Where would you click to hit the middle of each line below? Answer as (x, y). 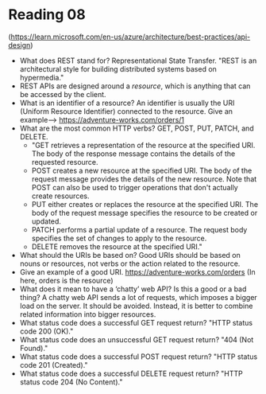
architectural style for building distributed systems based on (118, 68)
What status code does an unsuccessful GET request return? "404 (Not (137, 339)
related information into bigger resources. (88, 314)
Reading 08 (47, 15)
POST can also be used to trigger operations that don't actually (135, 187)
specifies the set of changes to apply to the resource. (119, 238)
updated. (46, 221)
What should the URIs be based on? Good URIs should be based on (130, 255)
